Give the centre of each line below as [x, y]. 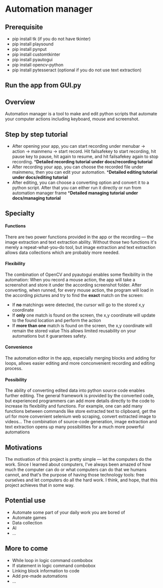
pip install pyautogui [32, 59]
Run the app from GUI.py [43, 85]
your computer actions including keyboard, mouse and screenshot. [72, 119]
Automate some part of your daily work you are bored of [69, 512]
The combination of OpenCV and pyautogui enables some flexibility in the [79, 274]
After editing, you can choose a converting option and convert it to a [81, 182]
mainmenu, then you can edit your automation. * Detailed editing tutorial [85, 172]
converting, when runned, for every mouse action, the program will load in [80, 290]
